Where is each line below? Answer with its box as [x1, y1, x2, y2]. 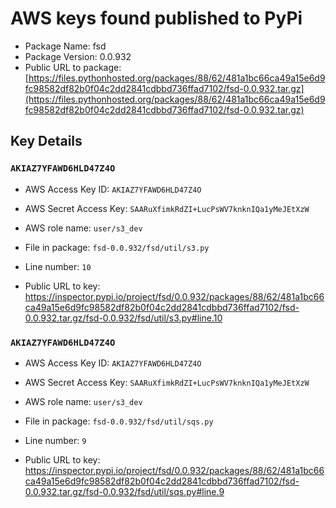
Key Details [10, 133, 83, 150]
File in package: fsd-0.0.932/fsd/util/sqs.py [24, 415, 214, 427]
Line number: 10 [24, 260, 92, 272]
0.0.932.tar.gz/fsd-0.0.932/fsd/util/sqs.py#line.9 [24, 485, 225, 497]
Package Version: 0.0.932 [24, 50, 132, 62]
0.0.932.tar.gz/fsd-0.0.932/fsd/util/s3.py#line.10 [24, 312, 223, 324]
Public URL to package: [24, 61, 122, 73]
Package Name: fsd [24, 40, 107, 52]
